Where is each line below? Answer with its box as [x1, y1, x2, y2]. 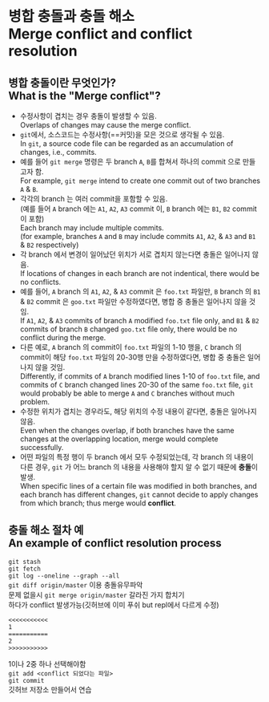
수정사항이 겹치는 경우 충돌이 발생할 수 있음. [19, 112, 158, 120]
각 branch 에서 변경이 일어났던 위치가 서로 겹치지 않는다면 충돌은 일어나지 [19, 250, 251, 259]
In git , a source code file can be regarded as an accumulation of [19, 139, 234, 148]
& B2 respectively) [19, 240, 79, 250]
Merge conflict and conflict [8, 25, 193, 43]
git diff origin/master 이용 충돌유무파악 [8, 579, 143, 590]
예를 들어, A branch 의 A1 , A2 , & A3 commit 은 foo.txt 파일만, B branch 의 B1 [19, 286, 261, 296]
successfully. [19, 443, 64, 452]
